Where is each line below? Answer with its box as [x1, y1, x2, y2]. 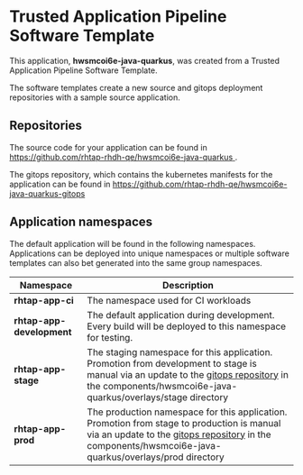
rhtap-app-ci [14, 294, 74, 306]
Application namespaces [9, 215, 153, 230]
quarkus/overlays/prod [87, 451, 184, 463]
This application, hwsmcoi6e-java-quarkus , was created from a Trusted [9, 55, 280, 66]
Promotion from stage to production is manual [87, 416, 281, 429]
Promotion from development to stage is [87, 357, 257, 370]
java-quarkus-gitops [9, 187, 86, 199]
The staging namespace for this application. [87, 345, 273, 358]
